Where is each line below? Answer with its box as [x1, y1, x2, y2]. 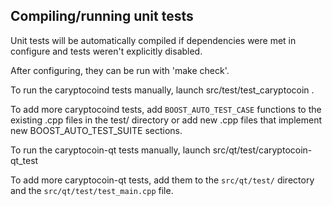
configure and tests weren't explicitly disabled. [10, 45, 203, 57]
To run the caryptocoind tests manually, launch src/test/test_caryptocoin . [10, 84, 315, 96]
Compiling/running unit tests [10, 8, 194, 25]
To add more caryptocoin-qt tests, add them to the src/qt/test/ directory [10, 174, 315, 186]
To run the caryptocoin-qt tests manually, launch [10, 144, 211, 156]
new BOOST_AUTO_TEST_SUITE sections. [10, 124, 183, 136]
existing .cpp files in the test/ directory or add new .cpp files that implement [10, 114, 322, 126]
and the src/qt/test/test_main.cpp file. [10, 184, 174, 196]
